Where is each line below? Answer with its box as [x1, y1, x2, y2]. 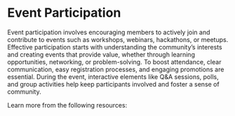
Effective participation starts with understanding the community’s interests [7, 43, 222, 51]
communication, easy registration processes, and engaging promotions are [7, 65, 224, 73]
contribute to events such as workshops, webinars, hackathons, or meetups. [7, 35, 229, 43]
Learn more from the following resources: [7, 101, 128, 109]
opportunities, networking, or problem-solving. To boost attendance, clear [7, 57, 222, 66]
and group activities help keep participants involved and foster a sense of [7, 80, 220, 88]
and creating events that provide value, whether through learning [7, 50, 195, 59]
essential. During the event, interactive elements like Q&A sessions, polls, [7, 72, 219, 81]
